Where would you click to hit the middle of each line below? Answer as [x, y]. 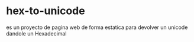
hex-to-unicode [46, 11]
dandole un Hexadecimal [36, 33]
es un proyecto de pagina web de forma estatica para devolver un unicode [97, 27]
